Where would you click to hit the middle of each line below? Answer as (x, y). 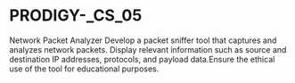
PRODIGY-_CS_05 (76, 16)
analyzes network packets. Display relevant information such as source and (148, 49)
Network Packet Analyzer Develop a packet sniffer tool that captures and (143, 40)
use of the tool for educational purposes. (84, 69)
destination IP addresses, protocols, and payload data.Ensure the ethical (142, 59)
